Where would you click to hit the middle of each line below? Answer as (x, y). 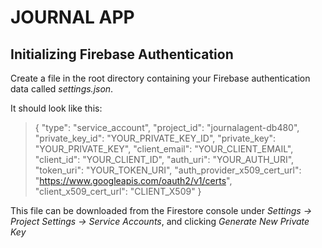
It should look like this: (56, 108)
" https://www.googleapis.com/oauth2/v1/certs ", (133, 180)
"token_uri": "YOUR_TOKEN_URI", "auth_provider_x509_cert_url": (168, 170)
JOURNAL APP (72, 17)
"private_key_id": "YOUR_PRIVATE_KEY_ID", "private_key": (155, 138)
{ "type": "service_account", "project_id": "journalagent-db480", (167, 127)
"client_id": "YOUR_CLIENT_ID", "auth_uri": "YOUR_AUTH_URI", (164, 159)
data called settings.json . (62, 89)
